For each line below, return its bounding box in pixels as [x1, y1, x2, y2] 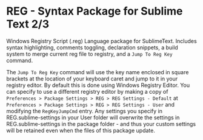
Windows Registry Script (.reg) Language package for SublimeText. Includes [6, 37, 197, 44]
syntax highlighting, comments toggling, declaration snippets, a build [6, 44, 179, 51]
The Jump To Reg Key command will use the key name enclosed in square [6, 68, 189, 75]
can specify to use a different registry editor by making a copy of [6, 88, 168, 95]
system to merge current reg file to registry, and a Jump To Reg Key [6, 50, 173, 57]
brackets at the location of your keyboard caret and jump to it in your [6, 75, 178, 82]
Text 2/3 [6, 17, 50, 31]
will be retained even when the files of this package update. [6, 127, 156, 134]
